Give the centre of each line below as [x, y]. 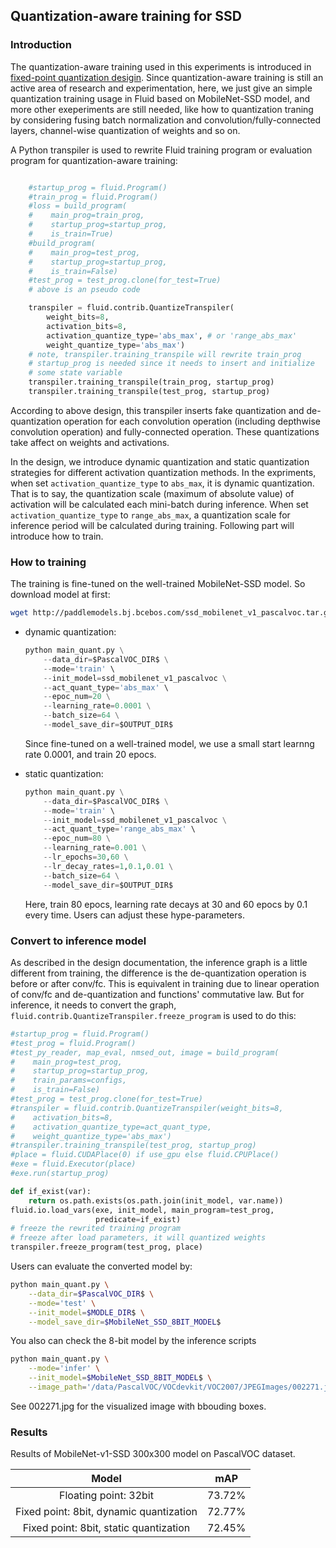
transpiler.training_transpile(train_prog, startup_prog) [151, 382]
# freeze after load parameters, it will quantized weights [138, 1238]
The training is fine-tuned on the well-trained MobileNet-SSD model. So [158, 584]
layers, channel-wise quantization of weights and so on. [125, 130]
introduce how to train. [57, 536]
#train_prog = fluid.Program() [93, 197]
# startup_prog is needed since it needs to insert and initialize [171, 364]
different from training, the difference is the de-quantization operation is [158, 973]
